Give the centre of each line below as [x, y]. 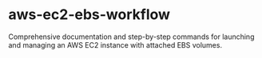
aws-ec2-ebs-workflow [89, 15]
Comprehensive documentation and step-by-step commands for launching [131, 37]
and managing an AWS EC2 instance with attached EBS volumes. [115, 44]
